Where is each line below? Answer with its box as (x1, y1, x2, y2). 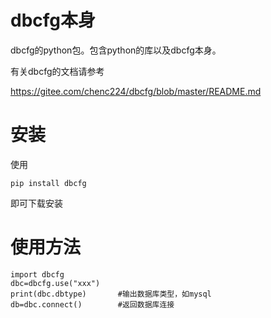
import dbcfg (10, 269, 65, 280)
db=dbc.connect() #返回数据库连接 (10, 299, 175, 310)
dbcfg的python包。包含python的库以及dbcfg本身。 (10, 44, 222, 56)
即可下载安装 (10, 197, 63, 209)
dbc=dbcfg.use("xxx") (10, 278, 101, 288)
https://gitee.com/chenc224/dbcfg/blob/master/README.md (10, 85, 262, 97)
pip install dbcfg (10, 178, 87, 188)
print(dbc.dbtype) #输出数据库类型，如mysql (10, 289, 212, 299)
